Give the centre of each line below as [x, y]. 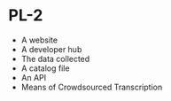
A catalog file [45, 68]
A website [39, 40]
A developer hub [51, 49]
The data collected [55, 58]
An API [34, 77]
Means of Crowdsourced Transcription [92, 87]
